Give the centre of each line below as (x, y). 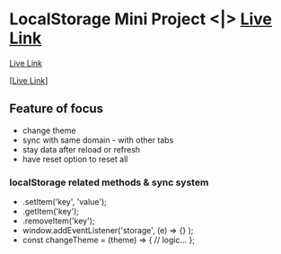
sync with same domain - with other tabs (98, 140)
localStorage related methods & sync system (109, 182)
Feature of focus (57, 109)
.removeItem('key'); (58, 221)
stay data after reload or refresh (81, 149)
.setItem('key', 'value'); (65, 202)
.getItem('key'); (50, 212)
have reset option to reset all (75, 159)
